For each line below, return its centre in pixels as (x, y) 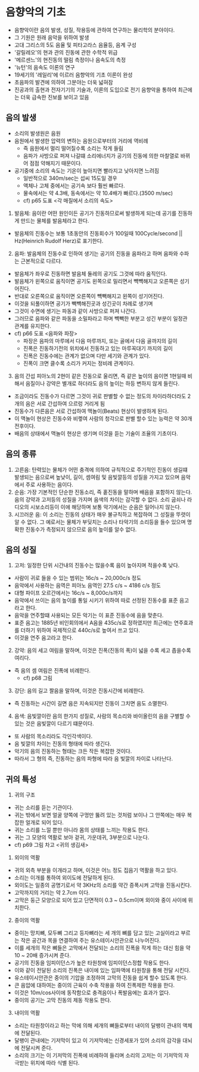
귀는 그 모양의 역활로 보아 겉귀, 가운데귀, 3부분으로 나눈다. (82, 837)
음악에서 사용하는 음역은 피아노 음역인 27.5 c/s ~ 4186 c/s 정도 (88, 585)
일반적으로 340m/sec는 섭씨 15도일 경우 (70, 178)
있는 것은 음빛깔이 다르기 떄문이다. (54, 724)
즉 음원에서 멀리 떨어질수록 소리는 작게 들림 (73, 148)
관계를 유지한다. (32, 325)
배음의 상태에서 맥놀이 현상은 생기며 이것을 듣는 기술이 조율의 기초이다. (96, 433)
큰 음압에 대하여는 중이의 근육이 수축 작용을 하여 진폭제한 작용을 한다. (94, 985)
